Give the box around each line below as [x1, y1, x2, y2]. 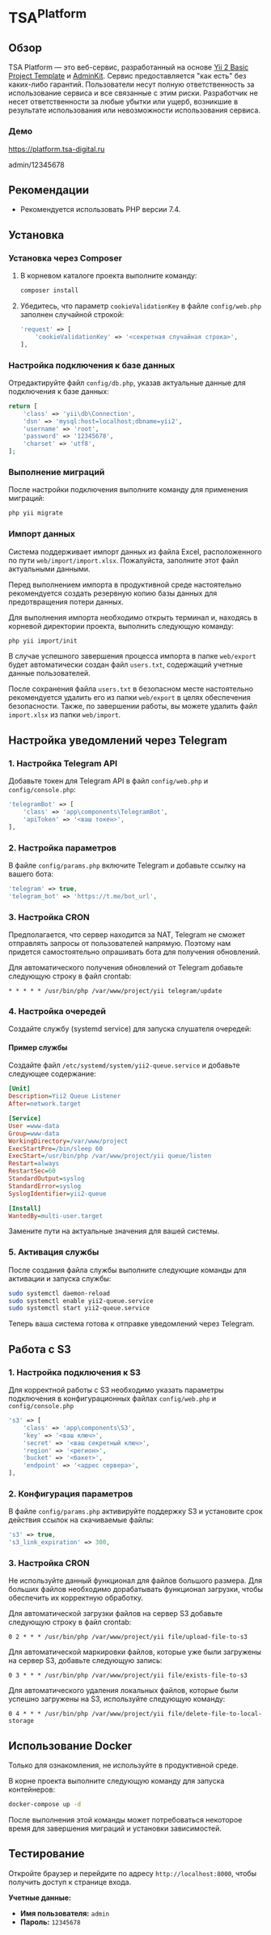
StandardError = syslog [8, 1182, 82, 1190]
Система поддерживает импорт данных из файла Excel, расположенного [8, 546, 262, 556]
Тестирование [8, 1847, 85, 1861]
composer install [19, 286, 79, 295]
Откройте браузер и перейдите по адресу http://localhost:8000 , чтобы [8, 1868, 257, 1878]
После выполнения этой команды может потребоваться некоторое [8, 1815, 243, 1825]
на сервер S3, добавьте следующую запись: [8, 1656, 163, 1666]
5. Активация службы [8, 1246, 100, 1258]
